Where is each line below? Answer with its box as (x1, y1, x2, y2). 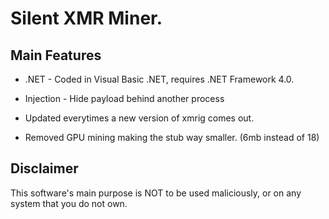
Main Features (10, 47, 102, 64)
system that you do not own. (10, 197, 128, 209)
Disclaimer (10, 160, 79, 177)
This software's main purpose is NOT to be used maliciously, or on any (10, 187, 302, 199)
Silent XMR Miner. (10, 7, 163, 30)
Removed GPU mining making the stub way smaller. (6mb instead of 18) (24, 132, 320, 143)
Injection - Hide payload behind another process (24, 93, 225, 104)
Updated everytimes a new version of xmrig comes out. (24, 112, 255, 124)
